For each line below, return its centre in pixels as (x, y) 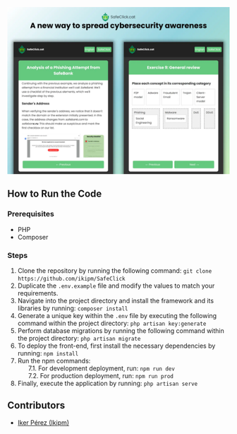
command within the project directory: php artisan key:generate (112, 323)
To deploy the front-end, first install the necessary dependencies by (116, 346)
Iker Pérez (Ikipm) (43, 422)
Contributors (36, 405)
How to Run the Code (55, 194)
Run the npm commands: (54, 360)
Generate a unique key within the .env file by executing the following (117, 315)
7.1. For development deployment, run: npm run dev (101, 368)
